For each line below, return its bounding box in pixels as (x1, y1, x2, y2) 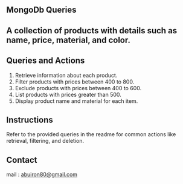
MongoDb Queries (6, 5, 77, 15)
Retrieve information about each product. (14, 71, 118, 79)
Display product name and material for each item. (14, 97, 138, 105)
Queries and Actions (6, 56, 85, 66)
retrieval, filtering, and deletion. (6, 137, 85, 145)
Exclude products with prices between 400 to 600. (14, 84, 142, 91)
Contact (6, 154, 37, 165)
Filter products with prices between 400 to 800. (14, 78, 135, 85)
